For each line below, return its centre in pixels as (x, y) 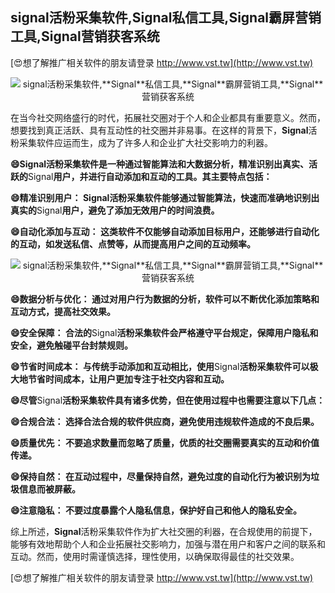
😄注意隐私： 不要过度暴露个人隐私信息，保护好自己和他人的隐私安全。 (156, 510)
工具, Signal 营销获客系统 (85, 36)
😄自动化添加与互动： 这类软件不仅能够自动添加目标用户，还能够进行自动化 (165, 231)
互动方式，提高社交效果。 (63, 311)
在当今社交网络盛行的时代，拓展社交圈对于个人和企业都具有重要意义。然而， (168, 117)
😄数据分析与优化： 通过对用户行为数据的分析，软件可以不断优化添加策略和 (165, 299)
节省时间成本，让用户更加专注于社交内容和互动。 (128, 379)
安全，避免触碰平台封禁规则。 (71, 345)
